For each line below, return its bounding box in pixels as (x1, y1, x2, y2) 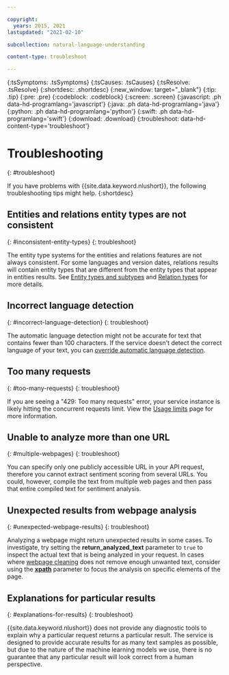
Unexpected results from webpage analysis (7, 505, 197, 516)
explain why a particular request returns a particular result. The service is (7, 631, 214, 639)
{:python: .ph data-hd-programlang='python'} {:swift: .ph (7, 107, 168, 116)
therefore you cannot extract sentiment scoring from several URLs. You (7, 470, 208, 479)
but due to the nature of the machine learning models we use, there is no (7, 645, 213, 654)
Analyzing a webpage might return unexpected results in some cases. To (7, 536, 213, 544)
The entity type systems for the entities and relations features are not (7, 251, 202, 259)
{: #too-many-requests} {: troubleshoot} (7, 384, 120, 392)
